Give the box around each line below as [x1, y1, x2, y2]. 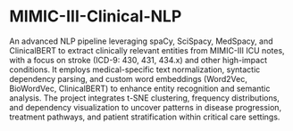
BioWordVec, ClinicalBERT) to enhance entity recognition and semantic [9, 83, 271, 94]
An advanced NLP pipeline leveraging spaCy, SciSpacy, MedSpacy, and [9, 36, 273, 46]
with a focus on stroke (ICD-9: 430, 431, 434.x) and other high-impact [9, 54, 268, 65]
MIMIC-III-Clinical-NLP [9, 6, 182, 27]
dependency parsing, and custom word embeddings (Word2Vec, [9, 73, 247, 84]
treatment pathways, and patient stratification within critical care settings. [9, 111, 280, 122]
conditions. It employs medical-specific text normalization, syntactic [9, 64, 261, 75]
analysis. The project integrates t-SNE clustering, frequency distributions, [9, 92, 280, 103]
